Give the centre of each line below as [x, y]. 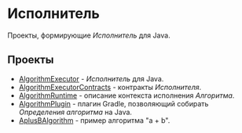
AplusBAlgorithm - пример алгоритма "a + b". [94, 120]
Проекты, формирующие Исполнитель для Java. [89, 35]
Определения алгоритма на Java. [75, 112]
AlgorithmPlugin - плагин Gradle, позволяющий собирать [114, 103]
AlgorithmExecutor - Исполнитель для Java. [91, 78]
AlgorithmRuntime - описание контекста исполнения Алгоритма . [126, 95]
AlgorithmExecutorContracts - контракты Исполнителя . [110, 87]
